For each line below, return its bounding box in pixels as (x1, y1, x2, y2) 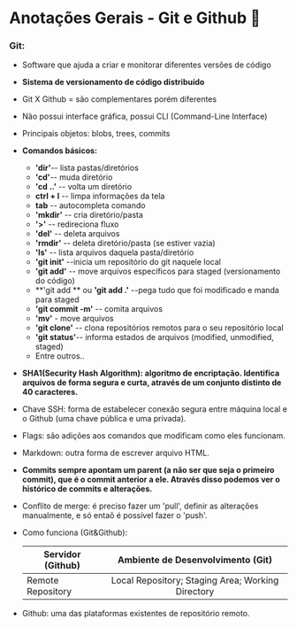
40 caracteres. (21, 387, 78, 398)
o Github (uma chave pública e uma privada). (21, 414, 187, 424)
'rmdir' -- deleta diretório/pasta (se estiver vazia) (34, 238, 216, 249)
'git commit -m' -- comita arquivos (34, 304, 164, 314)
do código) (34, 275, 75, 286)
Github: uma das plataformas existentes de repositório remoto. (21, 608, 250, 619)
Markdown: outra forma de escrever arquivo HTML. (21, 447, 209, 459)
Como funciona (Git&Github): (21, 527, 128, 538)
